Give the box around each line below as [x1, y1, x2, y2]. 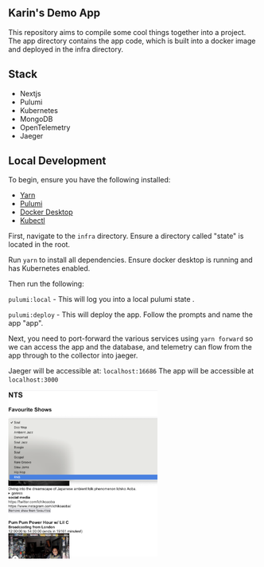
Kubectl [19, 216, 45, 225]
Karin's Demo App [8, 6, 101, 20]
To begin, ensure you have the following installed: [8, 175, 171, 185]
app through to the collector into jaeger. [8, 350, 138, 361]
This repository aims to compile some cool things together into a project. [8, 27, 247, 37]
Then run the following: [8, 279, 85, 289]
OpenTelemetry [19, 123, 71, 132]
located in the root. [8, 240, 70, 249]
